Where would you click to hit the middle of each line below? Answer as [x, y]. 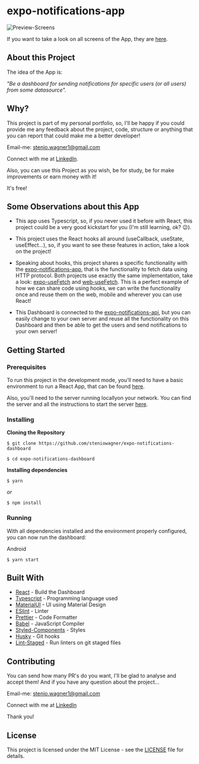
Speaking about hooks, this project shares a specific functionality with [101, 263]
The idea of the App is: [35, 72]
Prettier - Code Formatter [46, 618]
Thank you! [20, 717]
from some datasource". [37, 90]
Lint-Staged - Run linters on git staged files [68, 643]
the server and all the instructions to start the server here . [77, 404]
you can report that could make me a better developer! [74, 136]
